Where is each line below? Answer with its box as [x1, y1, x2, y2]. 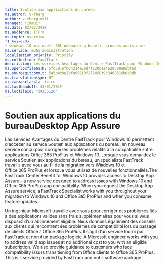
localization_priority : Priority [5, 52, 73, 58]
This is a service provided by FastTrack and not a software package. [5, 255, 143, 261]
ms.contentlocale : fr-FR [5, 80, 56, 84]
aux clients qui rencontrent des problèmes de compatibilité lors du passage [5, 224, 157, 229]
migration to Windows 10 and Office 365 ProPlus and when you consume [5, 193, 152, 199]
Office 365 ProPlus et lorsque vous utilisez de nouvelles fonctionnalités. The [5, 167, 157, 173]
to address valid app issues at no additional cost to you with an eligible [5, 239, 147, 245]
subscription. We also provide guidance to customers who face [5, 245, 132, 250]
